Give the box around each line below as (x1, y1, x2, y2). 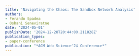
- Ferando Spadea (5, 16, 41, 21)
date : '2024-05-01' (5, 25, 45, 30)
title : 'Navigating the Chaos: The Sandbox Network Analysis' (5, 7, 136, 12)
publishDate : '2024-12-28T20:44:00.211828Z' (5, 30, 98, 35)
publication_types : (5, 35, 45, 39)
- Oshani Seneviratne (5, 20, 50, 26)
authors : (5, 12, 23, 17)
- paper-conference (5, 39, 45, 44)
